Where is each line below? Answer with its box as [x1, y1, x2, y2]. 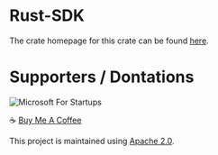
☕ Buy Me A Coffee [9, 114, 82, 125]
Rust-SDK [9, 5, 86, 26]
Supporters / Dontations [9, 67, 195, 87]
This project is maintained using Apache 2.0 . [9, 135, 175, 146]
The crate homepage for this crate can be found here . [9, 35, 209, 46]
